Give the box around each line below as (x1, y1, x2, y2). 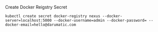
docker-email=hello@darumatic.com (5, 22, 77, 27)
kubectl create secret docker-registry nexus (5, 14, 100, 19)
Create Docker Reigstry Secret (5, 4, 68, 10)
